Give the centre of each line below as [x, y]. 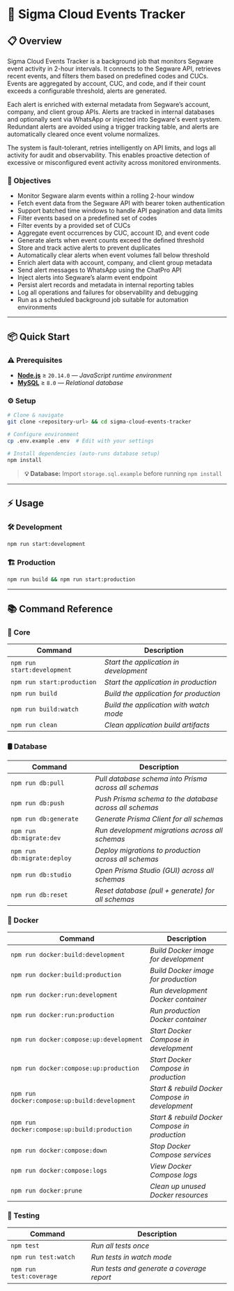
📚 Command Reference [60, 608]
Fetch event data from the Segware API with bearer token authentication [121, 203]
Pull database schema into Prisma [151, 779]
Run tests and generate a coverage [149, 1268]
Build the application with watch [157, 705]
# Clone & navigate [36, 415]
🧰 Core [19, 632]
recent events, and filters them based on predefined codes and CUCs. [108, 76]
